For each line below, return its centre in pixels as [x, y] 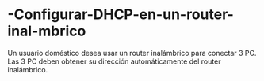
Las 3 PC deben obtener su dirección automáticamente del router [114, 61]
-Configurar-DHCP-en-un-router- [121, 15]
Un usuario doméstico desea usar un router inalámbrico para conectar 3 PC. [132, 53]
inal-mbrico [47, 31]
